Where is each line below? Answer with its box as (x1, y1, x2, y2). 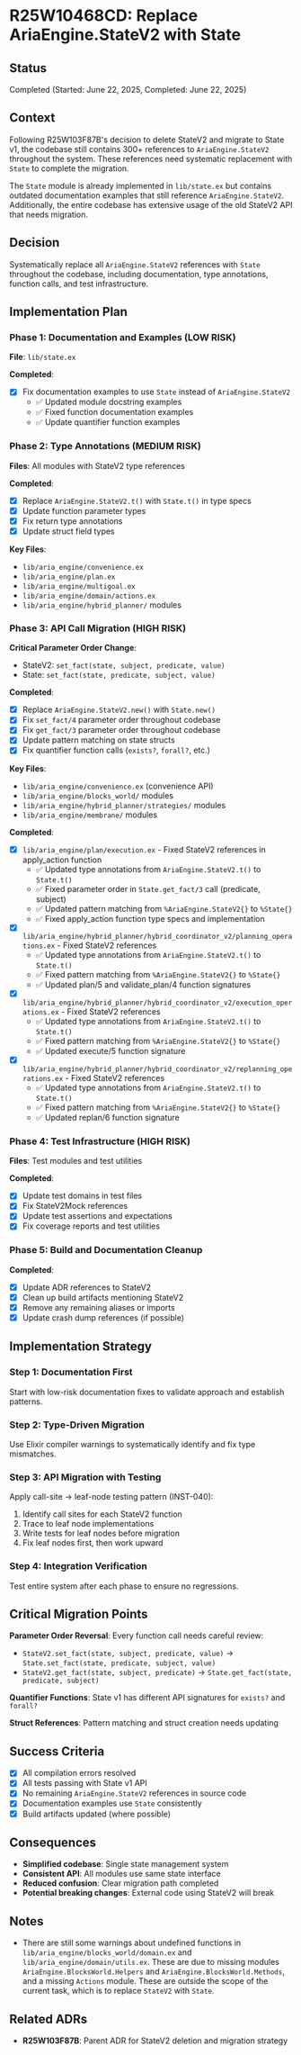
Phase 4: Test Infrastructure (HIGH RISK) (9, 1135, 191, 1148)
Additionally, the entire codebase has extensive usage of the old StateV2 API (9, 199, 293, 210)
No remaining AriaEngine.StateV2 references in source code (22, 1788, 247, 1798)
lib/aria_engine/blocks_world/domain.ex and (22, 1947, 192, 1958)
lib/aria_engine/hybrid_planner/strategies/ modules (22, 799, 226, 810)
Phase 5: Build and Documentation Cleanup (9, 1244, 203, 1257)
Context (9, 110, 56, 126)
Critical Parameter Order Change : (9, 643, 137, 653)
